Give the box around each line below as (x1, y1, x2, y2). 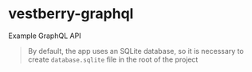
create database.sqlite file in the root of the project (27, 55, 199, 64)
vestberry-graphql (8, 5, 134, 23)
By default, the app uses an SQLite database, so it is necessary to (27, 46, 245, 55)
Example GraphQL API (8, 31, 81, 40)
